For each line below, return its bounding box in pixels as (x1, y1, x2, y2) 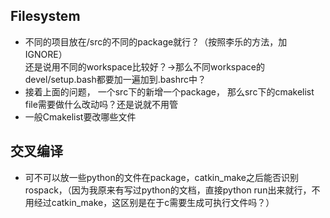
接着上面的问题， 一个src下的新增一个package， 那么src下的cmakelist (24, 85, 315, 98)
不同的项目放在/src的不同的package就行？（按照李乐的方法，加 (24, 35, 288, 48)
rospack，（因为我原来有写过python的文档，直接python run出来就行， (24, 184, 312, 196)
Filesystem (10, 8, 81, 25)
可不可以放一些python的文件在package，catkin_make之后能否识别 (24, 171, 299, 183)
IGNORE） (24, 48, 68, 60)
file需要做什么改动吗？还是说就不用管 (24, 98, 178, 110)
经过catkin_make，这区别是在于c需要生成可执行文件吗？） (33, 196, 275, 208)
